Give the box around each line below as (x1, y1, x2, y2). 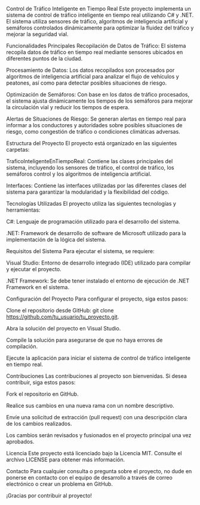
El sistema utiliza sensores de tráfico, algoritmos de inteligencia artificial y (6, 18, 188, 25)
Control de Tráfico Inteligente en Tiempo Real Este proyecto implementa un (6, 5, 191, 12)
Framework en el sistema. (6, 284, 70, 290)
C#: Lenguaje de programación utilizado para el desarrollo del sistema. (6, 218, 180, 225)
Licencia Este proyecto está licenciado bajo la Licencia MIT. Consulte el (6, 450, 182, 456)
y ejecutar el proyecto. (6, 266, 61, 272)
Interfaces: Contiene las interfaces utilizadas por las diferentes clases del (6, 182, 187, 189)
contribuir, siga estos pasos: (6, 379, 76, 386)
